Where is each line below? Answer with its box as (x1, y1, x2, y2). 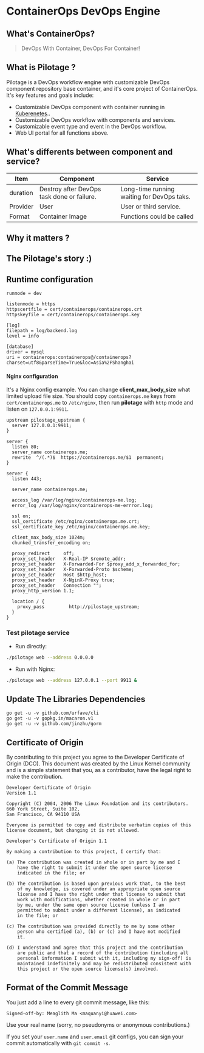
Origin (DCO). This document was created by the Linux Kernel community (6, 760, 191, 767)
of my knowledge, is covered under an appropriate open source (17, 886, 181, 892)
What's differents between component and (6, 147, 173, 157)
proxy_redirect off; (12, 550, 75, 557)
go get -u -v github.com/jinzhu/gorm (6, 721, 102, 727)
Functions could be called (120, 212, 194, 221)
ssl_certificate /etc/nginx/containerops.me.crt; (12, 519, 140, 525)
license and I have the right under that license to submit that (17, 892, 186, 898)
